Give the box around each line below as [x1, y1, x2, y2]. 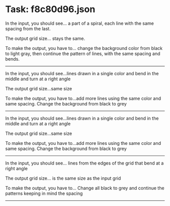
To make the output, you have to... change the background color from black [5, 45, 163, 51]
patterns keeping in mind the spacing [5, 190, 83, 196]
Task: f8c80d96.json [5, 4, 96, 15]
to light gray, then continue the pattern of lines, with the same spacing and [5, 50, 160, 57]
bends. [5, 56, 20, 62]
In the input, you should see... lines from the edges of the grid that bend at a [5, 160, 164, 166]
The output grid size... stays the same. [5, 35, 85, 41]
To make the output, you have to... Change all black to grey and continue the [5, 185, 164, 191]
